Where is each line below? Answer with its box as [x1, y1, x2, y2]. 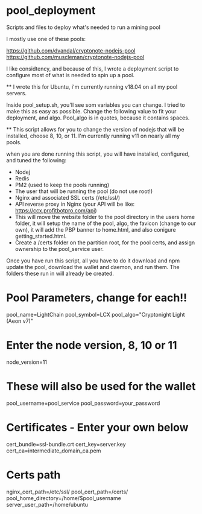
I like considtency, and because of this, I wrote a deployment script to [6, 65, 179, 72]
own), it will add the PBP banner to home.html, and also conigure [14, 226, 176, 233]
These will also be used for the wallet [6, 379, 196, 393]
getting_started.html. [14, 232, 67, 240]
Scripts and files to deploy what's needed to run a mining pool [6, 24, 161, 31]
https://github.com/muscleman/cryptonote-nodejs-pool [6, 53, 145, 60]
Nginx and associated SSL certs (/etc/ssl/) [14, 194, 121, 201]
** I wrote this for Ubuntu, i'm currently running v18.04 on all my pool [6, 83, 178, 90]
